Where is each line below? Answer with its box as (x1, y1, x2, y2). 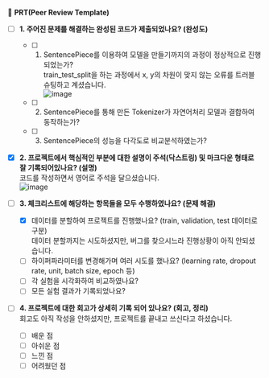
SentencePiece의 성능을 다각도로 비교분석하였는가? (43, 136, 207, 146)
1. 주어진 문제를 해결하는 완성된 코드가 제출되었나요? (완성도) (19, 24, 209, 34)
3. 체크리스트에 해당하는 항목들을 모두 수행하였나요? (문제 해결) (19, 199, 217, 208)
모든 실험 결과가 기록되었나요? (31, 286, 126, 296)
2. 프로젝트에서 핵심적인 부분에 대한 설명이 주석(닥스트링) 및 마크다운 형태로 (19, 153, 255, 162)
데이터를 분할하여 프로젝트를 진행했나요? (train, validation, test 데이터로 (31, 216, 259, 225)
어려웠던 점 (31, 360, 66, 370)
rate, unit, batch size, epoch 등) (31, 266, 135, 276)
